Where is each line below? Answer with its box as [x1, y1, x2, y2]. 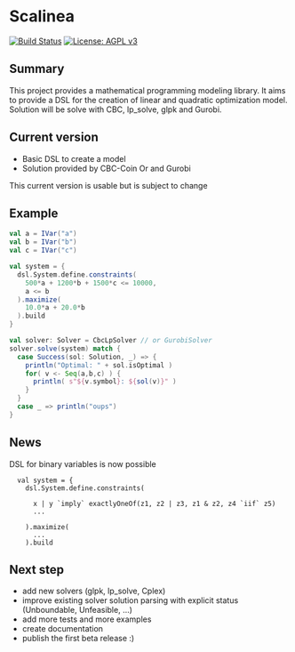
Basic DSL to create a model [21, 153, 126, 164]
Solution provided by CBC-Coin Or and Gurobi [21, 163, 191, 173]
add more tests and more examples [21, 614, 152, 624]
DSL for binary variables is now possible [9, 458, 157, 469]
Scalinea [9, 6, 76, 27]
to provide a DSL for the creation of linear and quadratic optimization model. [9, 94, 288, 105]
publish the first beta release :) [21, 633, 135, 644]
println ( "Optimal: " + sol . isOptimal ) [25, 360, 173, 370]
